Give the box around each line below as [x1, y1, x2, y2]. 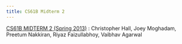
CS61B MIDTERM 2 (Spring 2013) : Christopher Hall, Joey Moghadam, [6, 25, 177, 32]
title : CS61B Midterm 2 [6, 8, 65, 15]
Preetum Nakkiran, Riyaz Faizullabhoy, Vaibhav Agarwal [6, 31, 142, 38]
